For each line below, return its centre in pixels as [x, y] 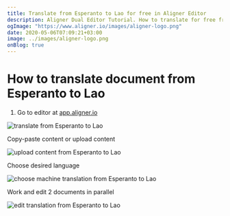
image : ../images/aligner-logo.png [58, 39]
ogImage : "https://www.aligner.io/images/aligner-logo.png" [95, 26]
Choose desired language [43, 165]
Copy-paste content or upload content [61, 139]
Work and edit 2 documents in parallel [61, 191]
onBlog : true [26, 45]
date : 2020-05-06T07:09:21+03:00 [55, 32]
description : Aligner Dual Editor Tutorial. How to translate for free [111, 20]
